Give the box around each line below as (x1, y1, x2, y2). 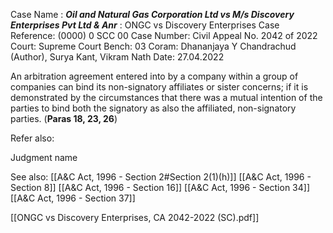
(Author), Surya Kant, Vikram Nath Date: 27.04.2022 (10, 51, 225, 63)
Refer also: (10, 132, 55, 144)
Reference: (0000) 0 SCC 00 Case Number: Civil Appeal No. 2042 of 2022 (10, 30, 318, 41)
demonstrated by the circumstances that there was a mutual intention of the (10, 92, 323, 103)
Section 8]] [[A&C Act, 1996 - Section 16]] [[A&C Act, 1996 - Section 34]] (10, 182, 311, 193)
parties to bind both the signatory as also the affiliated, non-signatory (10, 102, 297, 114)
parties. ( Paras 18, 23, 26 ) (10, 113, 118, 124)
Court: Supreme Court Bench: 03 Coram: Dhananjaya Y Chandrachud (10, 40, 297, 52)
